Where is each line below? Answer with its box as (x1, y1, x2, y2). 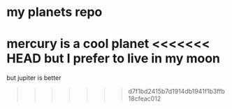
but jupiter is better (6, 74, 61, 82)
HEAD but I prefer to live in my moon (6, 51, 221, 67)
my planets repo (6, 4, 103, 20)
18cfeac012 (128, 94, 161, 103)
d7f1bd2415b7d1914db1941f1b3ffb (128, 87, 225, 96)
